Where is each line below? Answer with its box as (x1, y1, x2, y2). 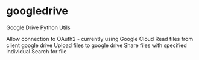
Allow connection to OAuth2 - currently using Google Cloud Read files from (6, 35, 194, 42)
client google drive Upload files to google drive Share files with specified (6, 42, 187, 49)
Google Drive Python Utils (6, 24, 71, 31)
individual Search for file (6, 48, 67, 55)
